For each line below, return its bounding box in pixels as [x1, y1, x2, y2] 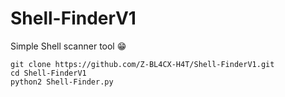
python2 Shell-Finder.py [10, 77, 114, 87]
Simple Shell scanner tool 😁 [10, 40, 127, 52]
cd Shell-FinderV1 [10, 68, 87, 78]
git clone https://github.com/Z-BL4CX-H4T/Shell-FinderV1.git [10, 59, 275, 69]
